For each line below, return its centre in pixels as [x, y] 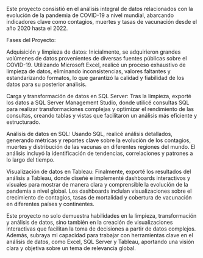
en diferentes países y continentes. [50, 204]
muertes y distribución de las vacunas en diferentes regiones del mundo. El [101, 147]
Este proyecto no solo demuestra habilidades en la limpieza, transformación [101, 216]
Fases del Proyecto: [31, 40]
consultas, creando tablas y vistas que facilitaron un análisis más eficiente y [102, 116]
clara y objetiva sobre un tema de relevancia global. [71, 248]
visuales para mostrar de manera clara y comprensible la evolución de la [97, 185]
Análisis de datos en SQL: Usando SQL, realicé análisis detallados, [89, 134]
